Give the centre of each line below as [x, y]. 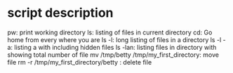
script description [60, 13]
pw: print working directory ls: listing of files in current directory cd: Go [110, 32]
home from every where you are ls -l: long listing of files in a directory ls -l [114, 39]
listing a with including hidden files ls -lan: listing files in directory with [115, 47]
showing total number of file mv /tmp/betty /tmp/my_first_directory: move [113, 55]
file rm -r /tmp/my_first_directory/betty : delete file [80, 62]
